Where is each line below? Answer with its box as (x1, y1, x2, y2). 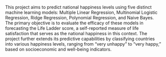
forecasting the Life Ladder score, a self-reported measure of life (5, 25, 139, 31)
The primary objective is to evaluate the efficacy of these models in (5, 20, 144, 26)
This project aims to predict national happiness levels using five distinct (5, 4, 152, 10)
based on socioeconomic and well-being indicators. (5, 47, 112, 52)
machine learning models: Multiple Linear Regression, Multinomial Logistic (5, 9, 158, 15)
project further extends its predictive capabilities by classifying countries (5, 36, 155, 42)
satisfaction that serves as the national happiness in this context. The (5, 31, 148, 36)
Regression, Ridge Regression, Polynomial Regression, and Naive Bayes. (5, 15, 154, 20)
